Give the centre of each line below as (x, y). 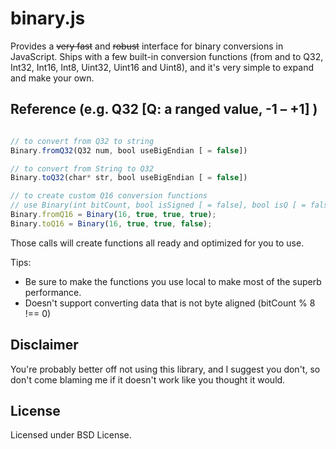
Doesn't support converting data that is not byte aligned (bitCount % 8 (170, 303)
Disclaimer (44, 345)
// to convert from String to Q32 (82, 168)
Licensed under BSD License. (71, 435)
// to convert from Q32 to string (82, 141)
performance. (53, 292)
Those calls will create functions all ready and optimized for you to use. (157, 243)
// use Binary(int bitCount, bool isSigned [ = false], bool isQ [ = (158, 205)
